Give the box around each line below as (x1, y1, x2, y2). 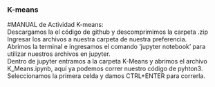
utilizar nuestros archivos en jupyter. (7, 50, 111, 58)
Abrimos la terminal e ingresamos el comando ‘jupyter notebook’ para (7, 43, 206, 51)
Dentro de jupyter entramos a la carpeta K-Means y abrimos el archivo (7, 57, 207, 66)
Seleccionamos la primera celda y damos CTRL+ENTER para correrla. (7, 72, 205, 80)
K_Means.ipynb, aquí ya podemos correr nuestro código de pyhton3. (7, 64, 203, 73)
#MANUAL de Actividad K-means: (7, 21, 104, 29)
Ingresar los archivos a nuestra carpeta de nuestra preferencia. (7, 35, 187, 43)
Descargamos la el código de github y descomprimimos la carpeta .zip (7, 28, 209, 36)
